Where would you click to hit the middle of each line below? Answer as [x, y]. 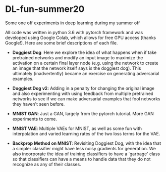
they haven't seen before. [39, 104]
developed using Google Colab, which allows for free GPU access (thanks [81, 38]
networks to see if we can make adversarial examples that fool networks [86, 99]
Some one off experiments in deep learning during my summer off [73, 23]
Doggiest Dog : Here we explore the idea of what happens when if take [84, 52]
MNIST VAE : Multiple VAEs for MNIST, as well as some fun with [77, 128]
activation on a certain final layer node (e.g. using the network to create [85, 63]
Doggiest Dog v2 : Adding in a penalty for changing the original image [83, 88]
